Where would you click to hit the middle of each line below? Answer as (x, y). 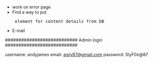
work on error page (31, 7)
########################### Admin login (54, 40)
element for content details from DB (60, 21)
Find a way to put (29, 12)
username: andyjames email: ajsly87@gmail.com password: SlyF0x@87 (77, 54)
